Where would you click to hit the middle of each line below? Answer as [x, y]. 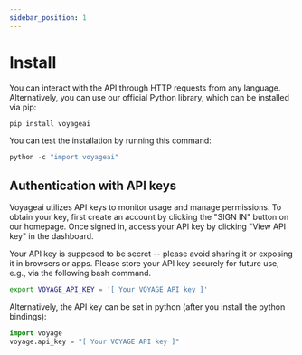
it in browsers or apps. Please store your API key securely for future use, [145, 264]
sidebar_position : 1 [48, 18]
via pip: [23, 107]
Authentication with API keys [93, 185]
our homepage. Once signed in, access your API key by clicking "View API [148, 226]
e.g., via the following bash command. [80, 273]
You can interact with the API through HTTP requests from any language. [145, 88]
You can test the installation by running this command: [111, 140]
